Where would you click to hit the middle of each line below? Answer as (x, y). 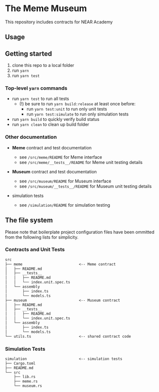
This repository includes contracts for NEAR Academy (59, 22)
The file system (29, 220)
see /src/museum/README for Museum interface (65, 181)
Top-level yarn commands (36, 88)
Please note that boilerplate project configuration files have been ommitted (80, 232)
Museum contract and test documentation (54, 171)
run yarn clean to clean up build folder (51, 125)
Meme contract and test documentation (52, 147)
